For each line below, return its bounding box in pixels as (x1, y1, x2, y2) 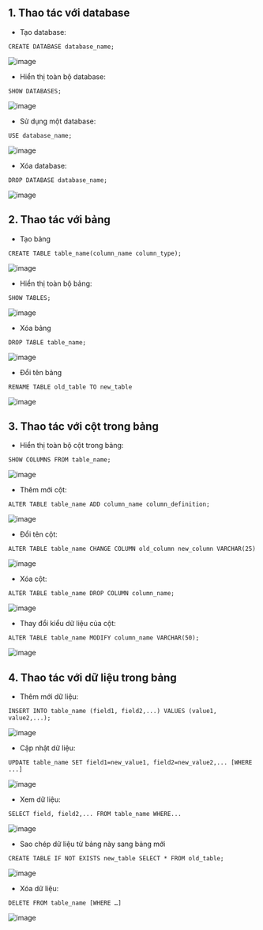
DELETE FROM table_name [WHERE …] (8, 899, 122, 907)
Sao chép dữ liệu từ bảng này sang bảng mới (19, 839, 166, 849)
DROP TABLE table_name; (8, 338, 87, 347)
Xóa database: (19, 161, 67, 170)
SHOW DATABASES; (8, 87, 62, 95)
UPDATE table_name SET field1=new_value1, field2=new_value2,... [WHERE (8, 759, 253, 767)
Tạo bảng (19, 233, 51, 244)
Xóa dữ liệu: (19, 884, 59, 894)
